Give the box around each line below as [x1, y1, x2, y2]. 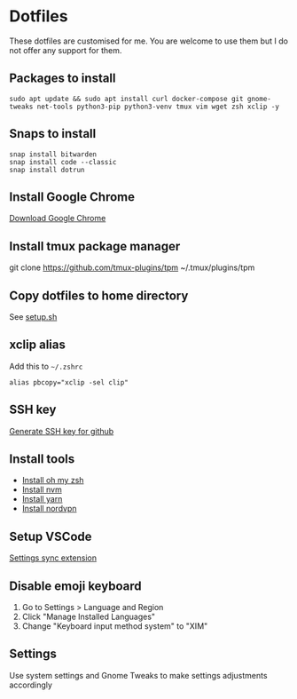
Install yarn [21, 494, 63, 504]
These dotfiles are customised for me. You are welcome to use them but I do [9, 36, 288, 46]
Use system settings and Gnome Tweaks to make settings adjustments [9, 670, 268, 680]
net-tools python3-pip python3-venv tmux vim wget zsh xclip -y [36, 102, 279, 111]
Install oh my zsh [21, 475, 84, 486]
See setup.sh [9, 312, 58, 322]
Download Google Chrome [9, 213, 106, 224]
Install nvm [21, 484, 62, 495]
